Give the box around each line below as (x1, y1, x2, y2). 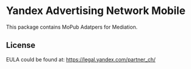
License (6, 40, 36, 50)
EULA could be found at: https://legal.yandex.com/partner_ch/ (6, 56, 156, 63)
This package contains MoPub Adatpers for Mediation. (6, 23, 138, 30)
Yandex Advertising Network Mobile (6, 4, 186, 18)
